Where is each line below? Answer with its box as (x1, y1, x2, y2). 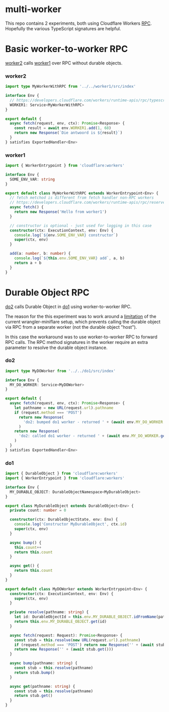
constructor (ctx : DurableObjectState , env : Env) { (10, 517, 118, 522)
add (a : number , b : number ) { (10, 251, 71, 256)
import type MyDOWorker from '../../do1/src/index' (5, 368, 116, 374)
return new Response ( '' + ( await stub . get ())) (14, 647, 114, 652)
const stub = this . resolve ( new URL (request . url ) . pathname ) (14, 637, 141, 642)
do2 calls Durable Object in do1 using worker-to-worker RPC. (5, 304, 132, 310)
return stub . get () (14, 693, 53, 698)
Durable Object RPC (5, 286, 90, 298)
